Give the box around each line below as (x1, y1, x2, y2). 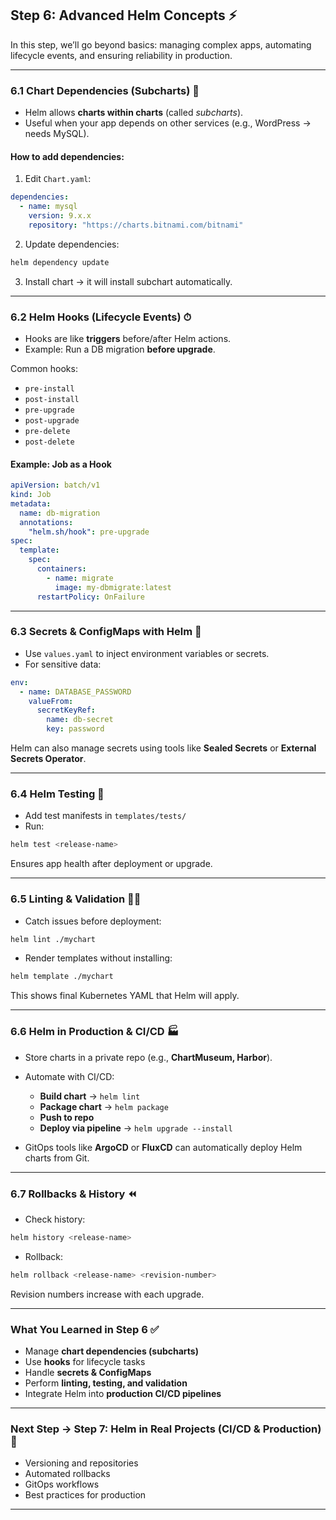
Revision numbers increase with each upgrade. (10, 1288, 205, 1300)
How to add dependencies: (10, 150, 125, 162)
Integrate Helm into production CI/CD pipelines (24, 1387, 222, 1399)
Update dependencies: (24, 238, 120, 250)
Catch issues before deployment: (24, 915, 162, 927)
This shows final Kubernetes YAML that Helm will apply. (10, 990, 240, 1002)
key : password (46, 724, 105, 734)
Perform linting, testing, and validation (24, 1377, 188, 1389)
